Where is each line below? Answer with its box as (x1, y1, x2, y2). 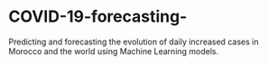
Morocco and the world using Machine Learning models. (8, 45, 219, 56)
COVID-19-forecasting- (8, 6, 188, 27)
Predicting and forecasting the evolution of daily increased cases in (8, 36, 259, 47)
